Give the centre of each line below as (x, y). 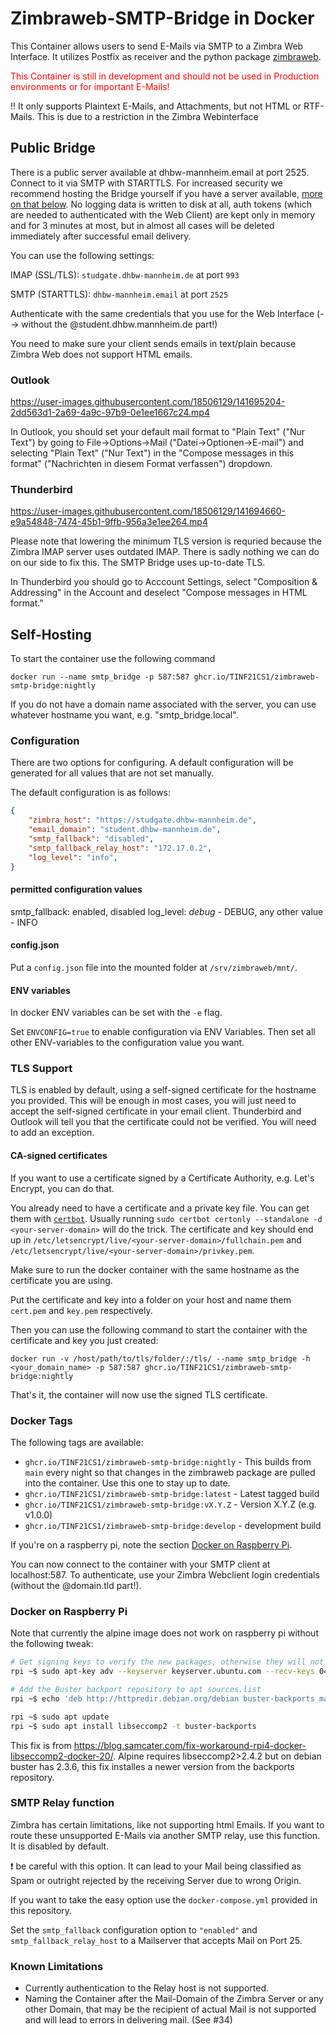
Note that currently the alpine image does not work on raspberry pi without (164, 1633)
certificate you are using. (61, 1280)
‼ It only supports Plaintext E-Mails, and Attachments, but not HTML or (156, 106)
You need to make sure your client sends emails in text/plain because (153, 343)
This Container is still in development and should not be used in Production (165, 76)
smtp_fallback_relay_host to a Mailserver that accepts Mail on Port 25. (156, 1940)
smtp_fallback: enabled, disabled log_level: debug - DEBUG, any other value (167, 911)
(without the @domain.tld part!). (76, 1585)
